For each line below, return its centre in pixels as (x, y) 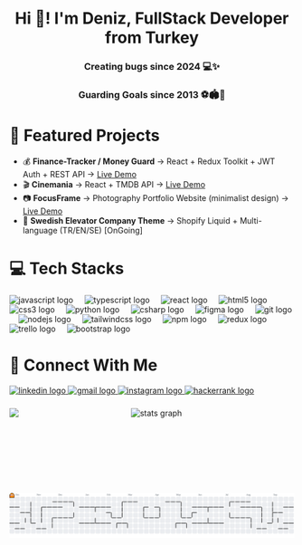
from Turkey (152, 38)
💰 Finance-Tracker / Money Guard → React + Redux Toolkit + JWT (149, 161)
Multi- (250, 220)
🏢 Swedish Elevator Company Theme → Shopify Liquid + (130, 220)
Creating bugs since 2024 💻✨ (152, 67)
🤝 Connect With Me (84, 365)
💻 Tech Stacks (67, 268)
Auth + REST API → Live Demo (80, 174)
